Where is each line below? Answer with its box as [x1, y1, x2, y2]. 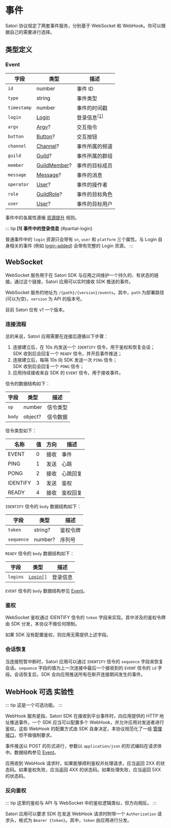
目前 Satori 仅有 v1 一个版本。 [5, 307, 67, 313]
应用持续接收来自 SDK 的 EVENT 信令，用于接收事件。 [12, 369, 124, 376]
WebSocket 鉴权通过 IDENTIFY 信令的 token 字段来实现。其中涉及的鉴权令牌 [5, 615, 166, 621]
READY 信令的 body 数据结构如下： [5, 551, 75, 557]
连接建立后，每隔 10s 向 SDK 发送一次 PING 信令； [12, 357, 117, 363]
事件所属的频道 [76, 143, 113, 150]
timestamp [8, 104, 32, 111]
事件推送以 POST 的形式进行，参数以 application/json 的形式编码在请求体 [5, 743, 162, 749]
